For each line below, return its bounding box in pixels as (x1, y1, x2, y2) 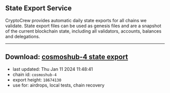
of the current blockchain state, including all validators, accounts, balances (5, 28, 162, 34)
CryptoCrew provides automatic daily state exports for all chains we (5, 17, 147, 23)
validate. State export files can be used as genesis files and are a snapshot (5, 23, 161, 29)
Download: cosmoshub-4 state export (5, 53, 128, 61)
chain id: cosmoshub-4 (12, 71, 57, 77)
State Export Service (5, 4, 72, 13)
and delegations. (5, 33, 40, 39)
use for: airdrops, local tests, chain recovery (12, 82, 105, 88)
